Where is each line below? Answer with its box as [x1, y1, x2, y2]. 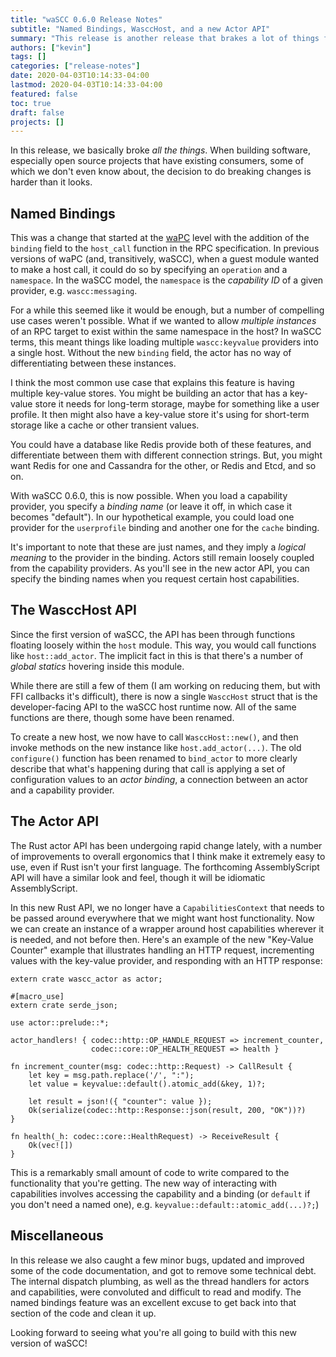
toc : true [10, 98, 52, 108]
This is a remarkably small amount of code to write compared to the [10, 1166, 290, 1178]
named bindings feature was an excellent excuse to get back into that [10, 1296, 297, 1308]
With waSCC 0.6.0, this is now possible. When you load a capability [10, 490, 288, 502]
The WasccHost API [10, 602, 137, 619]
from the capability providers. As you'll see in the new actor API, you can [10, 562, 310, 575]
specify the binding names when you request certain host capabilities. [10, 573, 300, 585]
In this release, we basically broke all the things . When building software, [10, 144, 311, 156]
